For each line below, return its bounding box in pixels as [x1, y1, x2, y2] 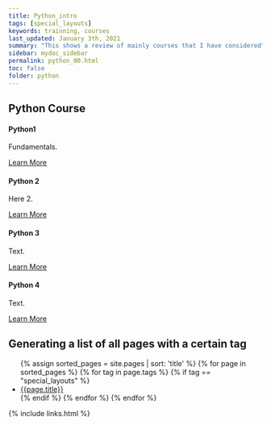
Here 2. [8, 194, 34, 204]
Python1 [8, 124, 36, 134]
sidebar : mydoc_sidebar [8, 49, 89, 57]
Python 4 [8, 280, 40, 290]
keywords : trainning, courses [8, 27, 110, 35]
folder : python [8, 72, 60, 80]
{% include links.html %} [8, 408, 90, 418]
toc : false [8, 65, 45, 73]
